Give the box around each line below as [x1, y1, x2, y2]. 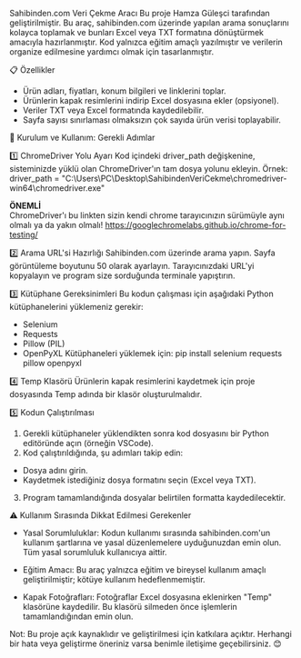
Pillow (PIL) [22, 338, 65, 349]
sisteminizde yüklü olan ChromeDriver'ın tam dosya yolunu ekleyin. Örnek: [9, 164, 288, 174]
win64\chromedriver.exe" [9, 183, 105, 194]
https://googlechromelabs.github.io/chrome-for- [105, 220, 286, 230]
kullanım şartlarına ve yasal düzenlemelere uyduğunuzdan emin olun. [22, 537, 282, 548]
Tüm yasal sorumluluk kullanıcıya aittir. [22, 547, 167, 557]
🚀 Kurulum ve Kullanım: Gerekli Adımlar [9, 132, 156, 143]
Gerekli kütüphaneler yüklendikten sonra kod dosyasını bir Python [22, 428, 270, 439]
